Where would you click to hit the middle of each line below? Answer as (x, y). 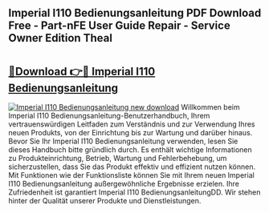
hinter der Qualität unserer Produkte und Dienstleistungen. (105, 201)
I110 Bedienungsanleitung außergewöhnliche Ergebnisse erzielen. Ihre (124, 184)
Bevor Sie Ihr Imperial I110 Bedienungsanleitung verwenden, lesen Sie (123, 141)
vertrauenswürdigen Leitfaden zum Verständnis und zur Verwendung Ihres (132, 124)
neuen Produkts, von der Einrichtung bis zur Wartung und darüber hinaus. (130, 133)
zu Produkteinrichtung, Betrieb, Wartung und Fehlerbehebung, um (118, 158)
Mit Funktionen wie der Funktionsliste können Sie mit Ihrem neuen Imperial (131, 175)
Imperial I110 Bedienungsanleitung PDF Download (135, 13)
